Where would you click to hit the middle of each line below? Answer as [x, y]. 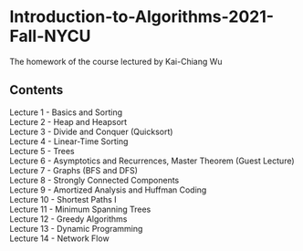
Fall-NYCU [50, 36]
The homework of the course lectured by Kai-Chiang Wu [116, 61]
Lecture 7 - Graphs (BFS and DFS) [74, 170]
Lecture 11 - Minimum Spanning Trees [80, 209]
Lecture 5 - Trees [42, 151]
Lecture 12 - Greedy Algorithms [68, 219]
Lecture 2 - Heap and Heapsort [68, 121]
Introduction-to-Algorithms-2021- [142, 17]
